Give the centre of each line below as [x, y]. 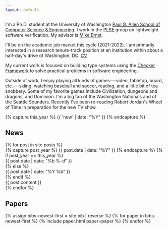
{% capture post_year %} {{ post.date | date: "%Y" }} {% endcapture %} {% [84, 150]
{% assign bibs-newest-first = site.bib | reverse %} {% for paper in [75, 216]
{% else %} [17, 166]
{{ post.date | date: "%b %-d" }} [39, 161]
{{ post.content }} [23, 183]
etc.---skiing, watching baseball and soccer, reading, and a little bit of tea [81, 86]
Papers [17, 204]
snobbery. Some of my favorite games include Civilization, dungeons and [81, 91]
